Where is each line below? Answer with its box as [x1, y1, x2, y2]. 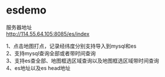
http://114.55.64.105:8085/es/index [6, 30, 90, 37]
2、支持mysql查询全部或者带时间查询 [6, 49, 96, 56]
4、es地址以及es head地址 [6, 64, 71, 71]
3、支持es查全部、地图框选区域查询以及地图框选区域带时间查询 [6, 57, 160, 64]
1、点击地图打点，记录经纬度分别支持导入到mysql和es [6, 42, 137, 49]
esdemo [6, 4, 47, 17]
